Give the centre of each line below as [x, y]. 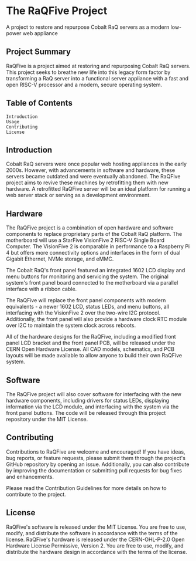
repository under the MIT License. [47, 419]
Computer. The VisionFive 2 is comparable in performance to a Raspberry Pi [98, 246]
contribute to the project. [36, 494]
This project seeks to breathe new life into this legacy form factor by [88, 72]
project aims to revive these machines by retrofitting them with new [87, 183]
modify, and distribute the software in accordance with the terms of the [92, 533]
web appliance [40, 33]
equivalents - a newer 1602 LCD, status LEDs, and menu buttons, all [88, 307]
